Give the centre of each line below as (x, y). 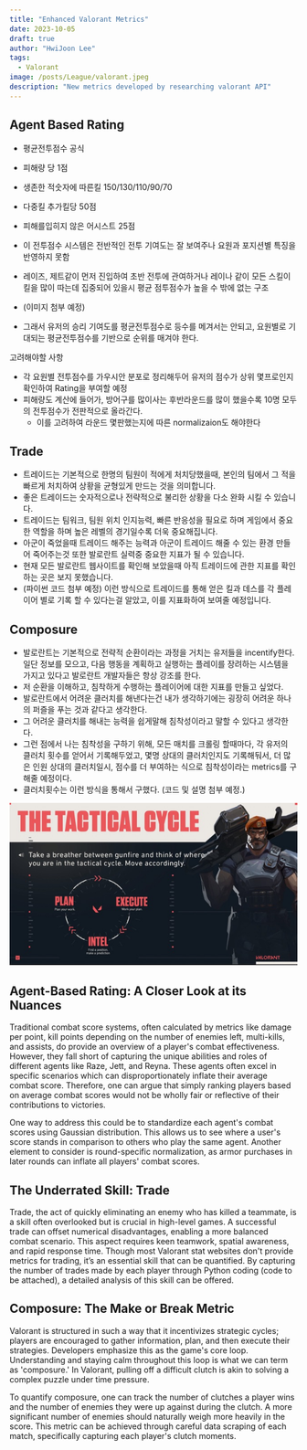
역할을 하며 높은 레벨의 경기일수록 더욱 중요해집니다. (125, 532)
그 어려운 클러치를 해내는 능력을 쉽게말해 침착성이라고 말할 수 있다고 (143, 721)
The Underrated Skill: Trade (90, 1190)
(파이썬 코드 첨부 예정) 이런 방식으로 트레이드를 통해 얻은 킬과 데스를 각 (148, 588)
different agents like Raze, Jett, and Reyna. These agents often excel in (143, 1066)
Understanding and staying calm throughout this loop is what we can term (149, 1360)
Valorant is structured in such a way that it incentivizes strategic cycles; (144, 1330)
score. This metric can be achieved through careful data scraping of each (148, 1426)
